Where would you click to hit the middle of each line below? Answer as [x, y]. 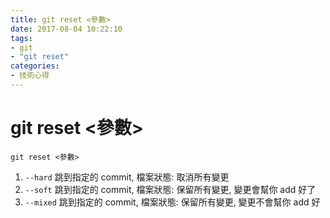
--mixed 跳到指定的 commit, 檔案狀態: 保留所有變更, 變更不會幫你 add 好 [172, 202]
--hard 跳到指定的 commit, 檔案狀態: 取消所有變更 [127, 177]
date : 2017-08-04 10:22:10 [66, 29]
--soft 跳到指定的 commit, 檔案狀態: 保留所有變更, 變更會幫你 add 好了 [170, 189]
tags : [21, 38]
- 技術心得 [30, 76]
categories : [35, 66]
